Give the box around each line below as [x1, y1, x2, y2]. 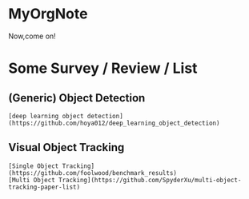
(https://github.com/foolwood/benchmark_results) [8, 169, 178, 177]
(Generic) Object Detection [8, 91, 146, 105]
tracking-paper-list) [8, 183, 81, 191]
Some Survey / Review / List [8, 59, 198, 78]
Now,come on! [8, 31, 56, 41]
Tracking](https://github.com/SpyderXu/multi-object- [58, 176, 242, 184]
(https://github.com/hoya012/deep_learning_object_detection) [8, 119, 220, 127]
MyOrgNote [8, 5, 88, 23]
